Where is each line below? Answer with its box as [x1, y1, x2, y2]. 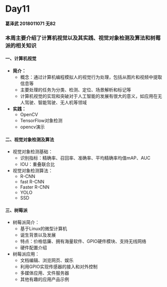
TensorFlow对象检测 [20, 118, 63, 124]
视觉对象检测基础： [12, 149, 53, 155]
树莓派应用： [12, 251, 39, 257]
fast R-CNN [20, 178, 45, 185]
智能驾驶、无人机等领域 [37, 99, 87, 105]
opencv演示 [20, 124, 45, 130]
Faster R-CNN [20, 184, 50, 190]
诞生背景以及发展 [20, 232, 56, 238]
